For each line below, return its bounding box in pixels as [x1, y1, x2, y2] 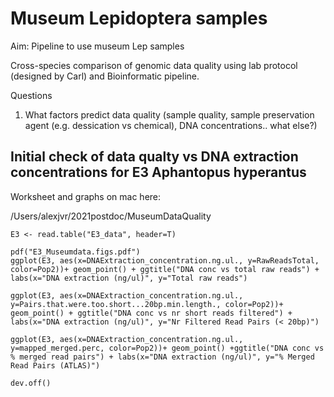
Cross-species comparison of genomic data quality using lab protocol [10, 59, 298, 71]
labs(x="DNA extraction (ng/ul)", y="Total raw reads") [10, 273, 248, 283]
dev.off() [10, 378, 52, 388]
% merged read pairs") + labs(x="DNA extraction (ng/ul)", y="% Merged [10, 352, 315, 362]
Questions [10, 89, 53, 101]
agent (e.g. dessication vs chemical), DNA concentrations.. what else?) [24, 119, 318, 131]
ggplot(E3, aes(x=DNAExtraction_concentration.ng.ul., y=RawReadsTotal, [10, 255, 320, 266]
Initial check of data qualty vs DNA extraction [10, 148, 299, 166]
